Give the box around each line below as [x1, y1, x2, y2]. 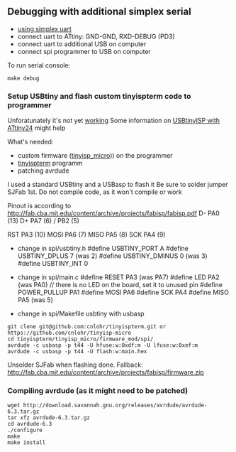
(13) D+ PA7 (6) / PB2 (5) [7, 217, 80, 225]
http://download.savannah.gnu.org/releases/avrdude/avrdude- [23, 402, 208, 409]
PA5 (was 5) [17, 296, 53, 304]
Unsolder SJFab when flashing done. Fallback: [7, 360, 143, 369]
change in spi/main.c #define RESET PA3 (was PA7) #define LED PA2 [17, 273, 220, 281]
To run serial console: [7, 60, 71, 70]
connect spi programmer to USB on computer [17, 47, 151, 55]
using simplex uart [17, 24, 72, 33]
